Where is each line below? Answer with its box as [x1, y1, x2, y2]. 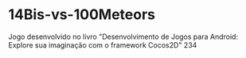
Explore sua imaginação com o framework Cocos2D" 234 [8, 40, 197, 49]
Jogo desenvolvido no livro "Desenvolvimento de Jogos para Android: [8, 32, 239, 41]
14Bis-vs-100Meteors [8, 6, 155, 24]
